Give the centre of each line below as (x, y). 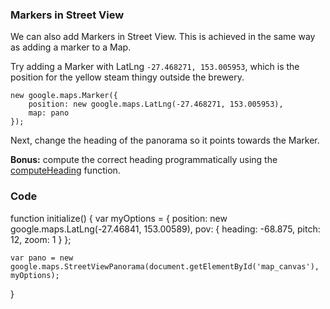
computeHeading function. (65, 170)
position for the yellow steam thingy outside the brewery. (127, 77)
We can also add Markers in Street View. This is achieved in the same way (163, 37)
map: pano (49, 113)
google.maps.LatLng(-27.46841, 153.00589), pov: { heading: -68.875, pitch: (165, 229)
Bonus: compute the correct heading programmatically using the (144, 160)
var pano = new (42, 258)
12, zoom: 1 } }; (41, 239)
